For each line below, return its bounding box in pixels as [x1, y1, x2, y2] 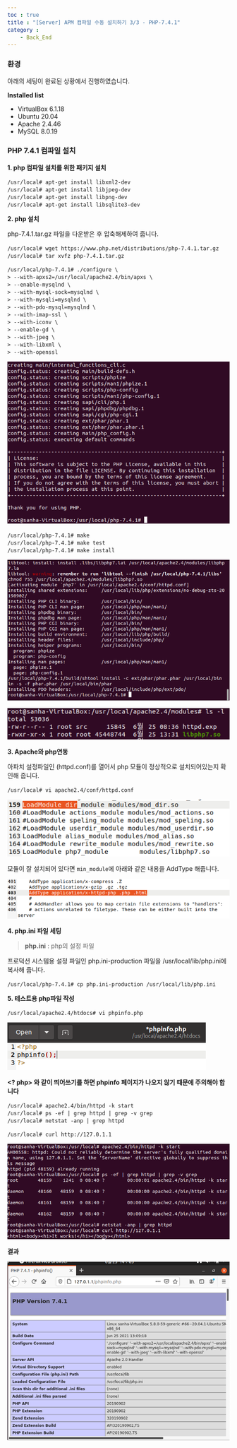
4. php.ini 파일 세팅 [7, 926, 62, 935]
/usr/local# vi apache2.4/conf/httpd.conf [7, 786, 134, 794]
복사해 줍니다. [7, 965, 46, 974]
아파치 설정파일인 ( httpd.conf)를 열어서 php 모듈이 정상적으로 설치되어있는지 [7, 762, 219, 771]
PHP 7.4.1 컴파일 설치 [7, 146, 76, 155]
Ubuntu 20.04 [17, 112, 59, 120]
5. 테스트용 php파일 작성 [7, 994, 75, 1002]
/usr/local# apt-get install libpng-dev [7, 194, 128, 201]
